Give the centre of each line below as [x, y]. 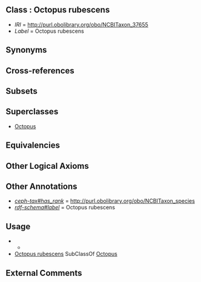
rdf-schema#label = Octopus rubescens [65, 208]
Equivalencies [33, 146]
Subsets [21, 91]
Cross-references [40, 70]
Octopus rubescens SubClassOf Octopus [66, 254]
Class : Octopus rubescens [58, 10]
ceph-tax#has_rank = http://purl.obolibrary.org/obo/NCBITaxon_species [104, 201]
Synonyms [26, 50]
